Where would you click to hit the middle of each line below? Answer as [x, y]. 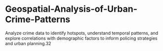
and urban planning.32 [28, 43]
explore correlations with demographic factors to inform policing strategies [81, 38]
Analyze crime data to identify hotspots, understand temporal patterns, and [82, 33]
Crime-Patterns [38, 19]
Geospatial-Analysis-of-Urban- [71, 9]
